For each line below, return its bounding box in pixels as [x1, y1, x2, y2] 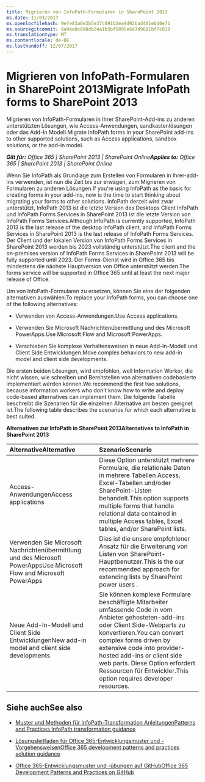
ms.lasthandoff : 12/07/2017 [6, 43, 78, 49]
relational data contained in [99, 509, 177, 517]
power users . [99, 580, 138, 588]
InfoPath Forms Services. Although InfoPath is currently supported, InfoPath [6, 217, 196, 224]
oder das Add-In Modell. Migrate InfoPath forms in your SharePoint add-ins [6, 128, 194, 136]
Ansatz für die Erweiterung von [99, 542, 188, 550]
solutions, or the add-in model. [6, 141, 84, 148]
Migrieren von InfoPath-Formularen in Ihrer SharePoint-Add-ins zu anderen [6, 115, 195, 123]
